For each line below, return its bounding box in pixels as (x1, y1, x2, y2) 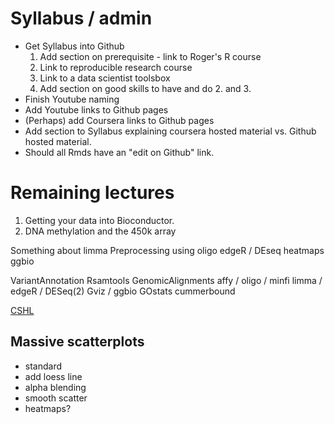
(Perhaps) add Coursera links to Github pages (24, 114, 215, 126)
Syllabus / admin (10, 7, 153, 30)
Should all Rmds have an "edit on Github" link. (24, 146, 215, 158)
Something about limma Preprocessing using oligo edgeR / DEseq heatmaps (10, 244, 325, 256)
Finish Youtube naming (24, 93, 120, 105)
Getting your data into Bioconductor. (24, 214, 175, 226)
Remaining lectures (10, 182, 175, 204)
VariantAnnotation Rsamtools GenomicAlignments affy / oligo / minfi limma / (10, 274, 323, 286)
